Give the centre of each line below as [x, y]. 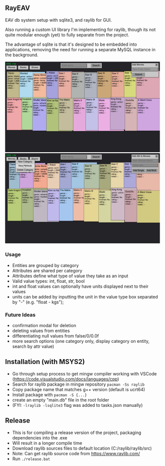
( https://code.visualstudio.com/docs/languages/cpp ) [66, 379]
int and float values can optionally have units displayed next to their [80, 286]
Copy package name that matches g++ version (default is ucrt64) [79, 389]
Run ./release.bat [31, 459]
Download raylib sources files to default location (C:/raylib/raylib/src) [82, 448]
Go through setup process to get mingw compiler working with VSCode [84, 373]
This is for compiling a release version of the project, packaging [77, 433]
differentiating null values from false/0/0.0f [55, 336]
